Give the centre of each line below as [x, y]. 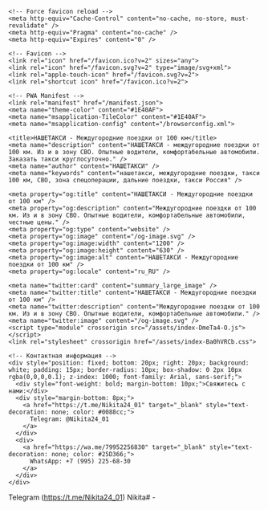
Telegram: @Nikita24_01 [69, 419]
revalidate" [28, 26]
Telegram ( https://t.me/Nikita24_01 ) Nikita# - [82, 497]
